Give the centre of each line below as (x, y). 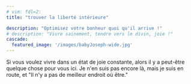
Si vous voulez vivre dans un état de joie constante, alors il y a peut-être (95, 62)
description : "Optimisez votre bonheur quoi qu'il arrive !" (84, 28)
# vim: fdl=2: (24, 12)
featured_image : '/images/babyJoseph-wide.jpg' (72, 45)
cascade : (17, 40)
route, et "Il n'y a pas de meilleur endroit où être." (67, 75)
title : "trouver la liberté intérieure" (58, 17)
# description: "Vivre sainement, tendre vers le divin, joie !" (89, 34)
